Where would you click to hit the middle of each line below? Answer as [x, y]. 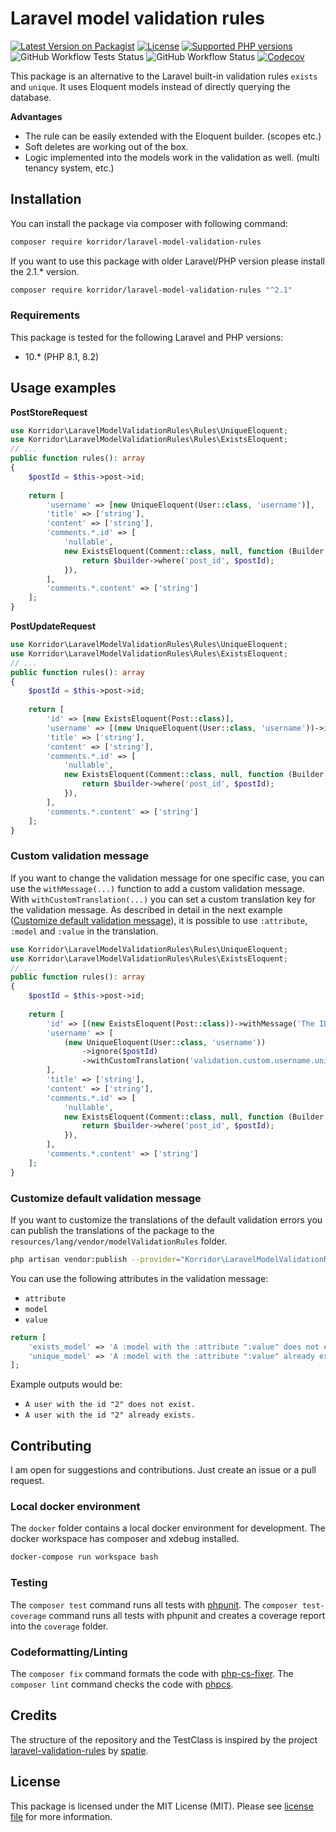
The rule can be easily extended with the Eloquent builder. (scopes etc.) [173, 136]
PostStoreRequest [49, 412]
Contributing [51, 1445]
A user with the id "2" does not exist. [110, 1405]
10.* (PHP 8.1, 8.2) [62, 356]
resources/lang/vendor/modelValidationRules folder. [119, 1241]
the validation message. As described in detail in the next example [146, 909]
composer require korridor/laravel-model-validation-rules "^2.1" [151, 290]
